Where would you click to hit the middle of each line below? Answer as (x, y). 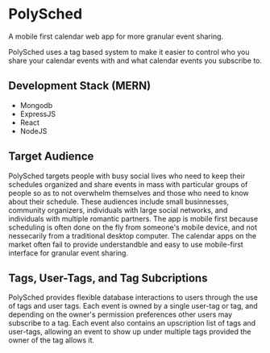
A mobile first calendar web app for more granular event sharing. (116, 36)
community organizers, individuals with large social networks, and (118, 210)
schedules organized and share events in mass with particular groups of (128, 184)
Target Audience (51, 157)
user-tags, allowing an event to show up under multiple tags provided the (130, 332)
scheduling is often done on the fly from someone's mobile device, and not (133, 227)
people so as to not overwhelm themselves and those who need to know (129, 193)
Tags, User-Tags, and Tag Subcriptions (108, 278)
